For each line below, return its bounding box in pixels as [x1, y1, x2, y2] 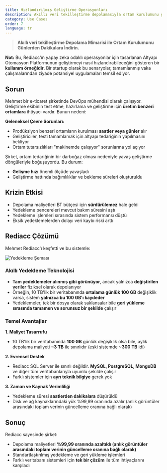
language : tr [5, 26, 32, 31]
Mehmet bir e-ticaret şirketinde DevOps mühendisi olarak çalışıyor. [5, 98, 142, 104]
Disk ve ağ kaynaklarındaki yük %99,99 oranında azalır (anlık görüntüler [12, 399, 160, 405]
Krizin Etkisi [5, 188, 43, 197]
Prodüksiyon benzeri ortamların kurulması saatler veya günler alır [12, 128, 148, 134]
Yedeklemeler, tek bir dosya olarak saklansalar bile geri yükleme [12, 300, 145, 306]
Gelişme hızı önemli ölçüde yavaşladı [12, 168, 89, 175]
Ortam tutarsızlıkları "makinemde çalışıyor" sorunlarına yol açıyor [12, 144, 146, 150]
